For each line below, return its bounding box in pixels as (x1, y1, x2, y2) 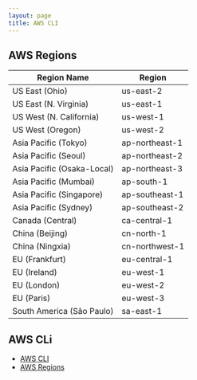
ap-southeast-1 (121, 189, 184, 200)
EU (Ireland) (12, 267, 57, 278)
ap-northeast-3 (121, 163, 183, 174)
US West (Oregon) (12, 124, 81, 135)
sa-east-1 (121, 306, 162, 317)
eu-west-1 (121, 267, 165, 278)
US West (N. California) (12, 112, 100, 123)
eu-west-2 (121, 280, 165, 291)
